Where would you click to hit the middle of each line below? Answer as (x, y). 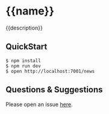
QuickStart (26, 47)
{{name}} (30, 11)
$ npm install (23, 61)
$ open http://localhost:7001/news (50, 71)
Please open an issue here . (39, 104)
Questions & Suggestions (54, 90)
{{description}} (24, 28)
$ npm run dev (23, 66)
